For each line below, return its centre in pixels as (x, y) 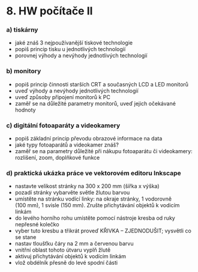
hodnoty (25, 110)
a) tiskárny (22, 30)
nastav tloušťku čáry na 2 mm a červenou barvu (74, 244)
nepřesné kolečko (37, 225)
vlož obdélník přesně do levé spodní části (66, 263)
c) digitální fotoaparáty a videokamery (63, 125)
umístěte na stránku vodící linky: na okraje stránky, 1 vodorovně (93, 199)
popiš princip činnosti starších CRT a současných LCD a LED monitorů (102, 84)
